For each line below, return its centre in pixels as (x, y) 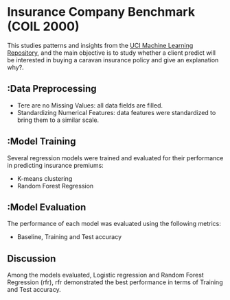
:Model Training (42, 141)
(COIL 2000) (43, 26)
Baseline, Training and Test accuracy (69, 237)
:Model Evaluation (47, 207)
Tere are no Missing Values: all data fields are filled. (90, 105)
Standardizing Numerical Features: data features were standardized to (116, 112)
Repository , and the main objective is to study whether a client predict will (112, 53)
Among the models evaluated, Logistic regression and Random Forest (105, 275)
